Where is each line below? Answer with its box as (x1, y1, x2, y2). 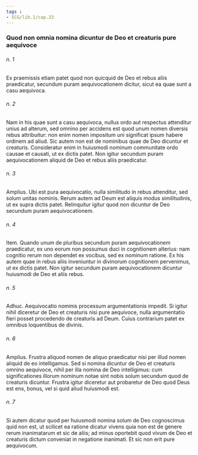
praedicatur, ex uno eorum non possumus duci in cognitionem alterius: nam (6, 245, 190, 252)
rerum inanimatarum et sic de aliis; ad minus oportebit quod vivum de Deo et (6, 429, 193, 436)
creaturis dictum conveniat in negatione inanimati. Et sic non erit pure (6, 435, 175, 443)
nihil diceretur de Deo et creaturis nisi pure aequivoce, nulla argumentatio (6, 309, 185, 316)
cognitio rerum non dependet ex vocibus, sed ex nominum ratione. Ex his (6, 252, 184, 259)
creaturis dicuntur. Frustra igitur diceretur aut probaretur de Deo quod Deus (6, 379, 190, 386)
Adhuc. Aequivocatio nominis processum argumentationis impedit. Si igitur (6, 303, 188, 310)
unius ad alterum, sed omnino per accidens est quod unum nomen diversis (6, 125, 188, 132)
